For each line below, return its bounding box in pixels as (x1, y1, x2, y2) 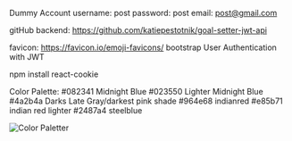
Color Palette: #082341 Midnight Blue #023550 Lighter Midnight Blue (9, 87, 263, 96)
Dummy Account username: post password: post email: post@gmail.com (9, 8, 278, 18)
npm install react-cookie (9, 69, 99, 79)
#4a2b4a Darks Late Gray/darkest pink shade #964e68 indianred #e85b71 (9, 95, 283, 106)
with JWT (9, 52, 45, 62)
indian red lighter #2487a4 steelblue (9, 105, 143, 115)
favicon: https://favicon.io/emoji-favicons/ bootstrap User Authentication (9, 42, 277, 53)
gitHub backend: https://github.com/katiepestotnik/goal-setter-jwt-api (9, 25, 268, 35)
